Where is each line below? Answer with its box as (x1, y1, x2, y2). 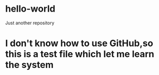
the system (5, 59, 54, 71)
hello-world (5, 3, 56, 15)
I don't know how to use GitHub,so (5, 37, 153, 49)
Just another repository (5, 20, 55, 26)
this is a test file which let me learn (5, 49, 154, 60)
